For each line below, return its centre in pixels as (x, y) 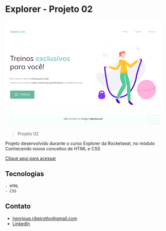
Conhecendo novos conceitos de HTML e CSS (53, 148)
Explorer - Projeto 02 (49, 9)
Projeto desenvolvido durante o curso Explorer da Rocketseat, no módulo (80, 143)
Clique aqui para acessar (31, 158)
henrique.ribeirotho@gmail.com (45, 218)
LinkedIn (21, 224)
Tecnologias (25, 174)
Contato (18, 206)
